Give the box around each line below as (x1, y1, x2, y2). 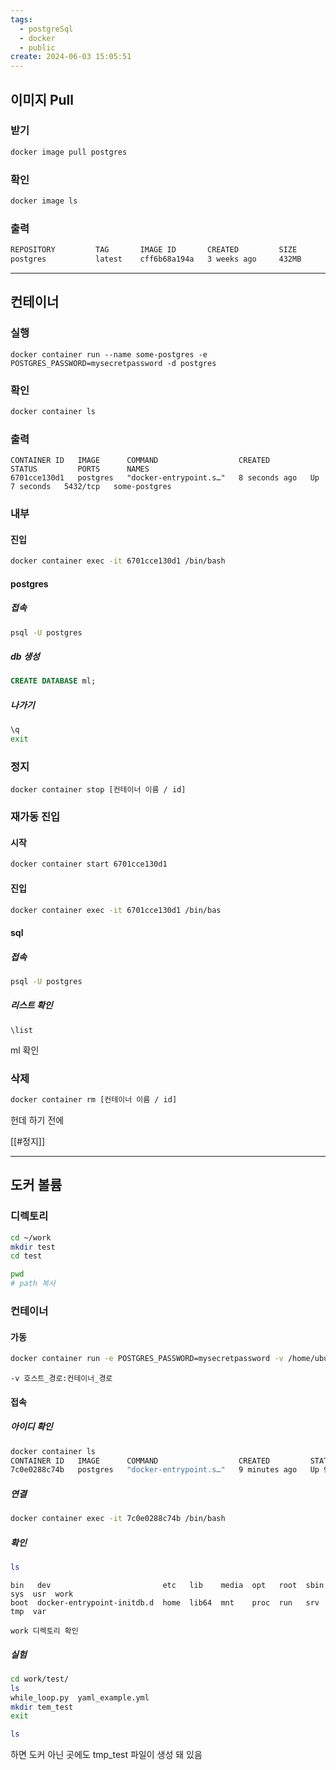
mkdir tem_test (10, 1702, 74, 1712)
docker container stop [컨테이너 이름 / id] (10, 785, 187, 795)
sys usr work (10, 1589, 74, 1599)
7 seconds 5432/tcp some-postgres (10, 482, 172, 492)
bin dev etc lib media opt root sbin (10, 1580, 325, 1590)
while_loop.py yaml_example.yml (10, 1692, 150, 1703)
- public (19, 42, 56, 53)
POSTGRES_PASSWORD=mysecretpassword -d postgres (10, 358, 217, 368)
